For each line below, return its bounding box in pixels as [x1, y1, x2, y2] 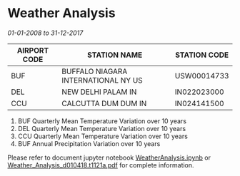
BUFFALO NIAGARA [61, 66, 128, 76]
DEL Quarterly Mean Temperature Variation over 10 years [17, 124, 186, 133]
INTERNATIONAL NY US [61, 75, 143, 85]
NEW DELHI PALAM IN [61, 87, 137, 97]
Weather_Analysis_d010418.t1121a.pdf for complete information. [7, 160, 194, 169]
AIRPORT [16, 45, 49, 55]
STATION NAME [86, 50, 143, 60]
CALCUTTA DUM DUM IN [61, 98, 147, 108]
